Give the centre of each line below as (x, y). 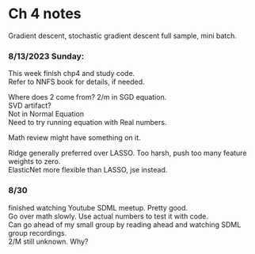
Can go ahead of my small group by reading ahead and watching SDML (125, 224)
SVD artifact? (30, 106)
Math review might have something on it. (74, 138)
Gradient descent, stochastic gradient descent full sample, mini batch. (123, 36)
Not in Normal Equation (46, 114)
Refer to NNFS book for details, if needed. (76, 82)
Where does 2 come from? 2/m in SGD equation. (88, 97)
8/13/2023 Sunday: (46, 56)
